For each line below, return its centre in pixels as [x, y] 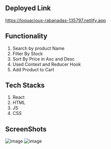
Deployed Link [28, 8]
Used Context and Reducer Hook [47, 64]
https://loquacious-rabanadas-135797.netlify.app [56, 20]
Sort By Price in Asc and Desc [43, 59]
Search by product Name [38, 48]
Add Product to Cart [33, 69]
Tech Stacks [25, 86]
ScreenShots [26, 129]
